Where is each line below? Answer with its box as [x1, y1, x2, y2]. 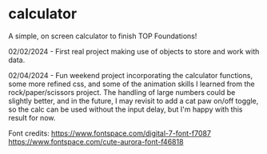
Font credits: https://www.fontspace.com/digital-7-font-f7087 [8, 128, 212, 138]
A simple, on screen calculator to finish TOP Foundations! [8, 31, 197, 41]
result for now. [8, 113, 56, 122]
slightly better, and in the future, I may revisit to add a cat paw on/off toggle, [8, 96, 259, 105]
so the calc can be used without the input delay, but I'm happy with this [8, 105, 243, 114]
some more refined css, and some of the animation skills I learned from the [8, 79, 255, 89]
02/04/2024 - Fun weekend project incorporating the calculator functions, [8, 70, 253, 80]
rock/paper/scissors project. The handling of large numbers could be [8, 87, 236, 97]
